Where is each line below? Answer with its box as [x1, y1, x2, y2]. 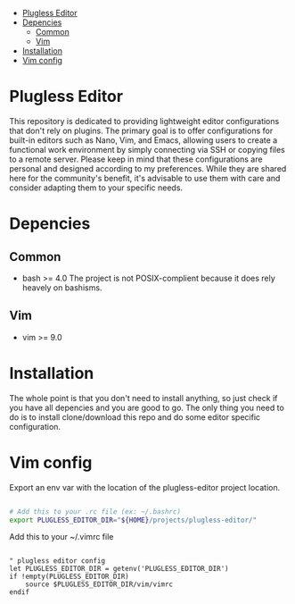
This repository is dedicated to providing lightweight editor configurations [9, 115, 280, 126]
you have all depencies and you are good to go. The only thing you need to [9, 402, 285, 413]
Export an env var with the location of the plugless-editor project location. [9, 482, 281, 492]
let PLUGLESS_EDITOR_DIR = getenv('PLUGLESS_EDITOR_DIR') [9, 565, 229, 574]
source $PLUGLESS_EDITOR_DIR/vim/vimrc [25, 580, 174, 589]
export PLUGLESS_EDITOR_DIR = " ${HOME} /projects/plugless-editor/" [9, 516, 257, 524]
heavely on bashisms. [21, 281, 102, 293]
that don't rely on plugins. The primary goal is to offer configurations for [9, 125, 274, 136]
